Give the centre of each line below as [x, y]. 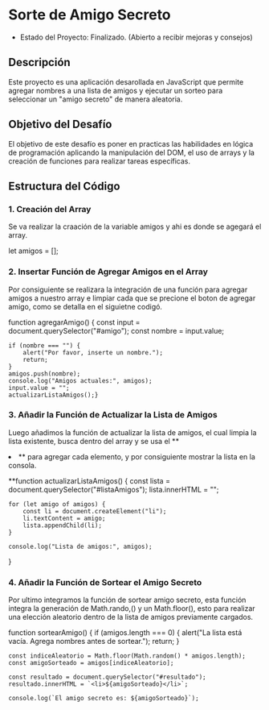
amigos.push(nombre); [45, 374]
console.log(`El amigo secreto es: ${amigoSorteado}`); [104, 699]
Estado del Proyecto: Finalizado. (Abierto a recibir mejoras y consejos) [136, 37]
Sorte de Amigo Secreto [90, 15]
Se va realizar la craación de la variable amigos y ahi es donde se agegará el [135, 226]
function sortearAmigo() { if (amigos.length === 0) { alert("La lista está [125, 633]
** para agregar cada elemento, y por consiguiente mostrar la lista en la [137, 456]
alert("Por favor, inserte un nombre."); [93, 352]
